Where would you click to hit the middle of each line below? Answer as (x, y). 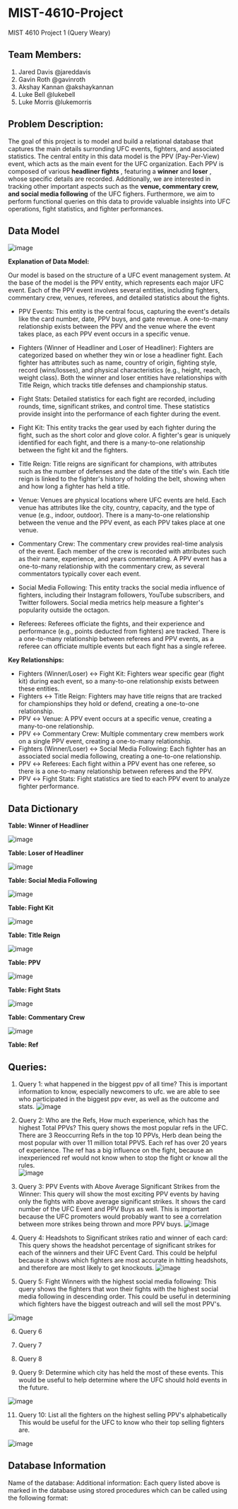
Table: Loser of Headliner (46, 853)
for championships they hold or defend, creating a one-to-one (109, 704)
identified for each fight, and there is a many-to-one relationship (112, 442)
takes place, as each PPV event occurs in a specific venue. (104, 334)
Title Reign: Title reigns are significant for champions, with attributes (118, 464)
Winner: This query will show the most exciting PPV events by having (119, 1194)
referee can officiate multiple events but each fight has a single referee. (122, 646)
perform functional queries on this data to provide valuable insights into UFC (119, 201)
